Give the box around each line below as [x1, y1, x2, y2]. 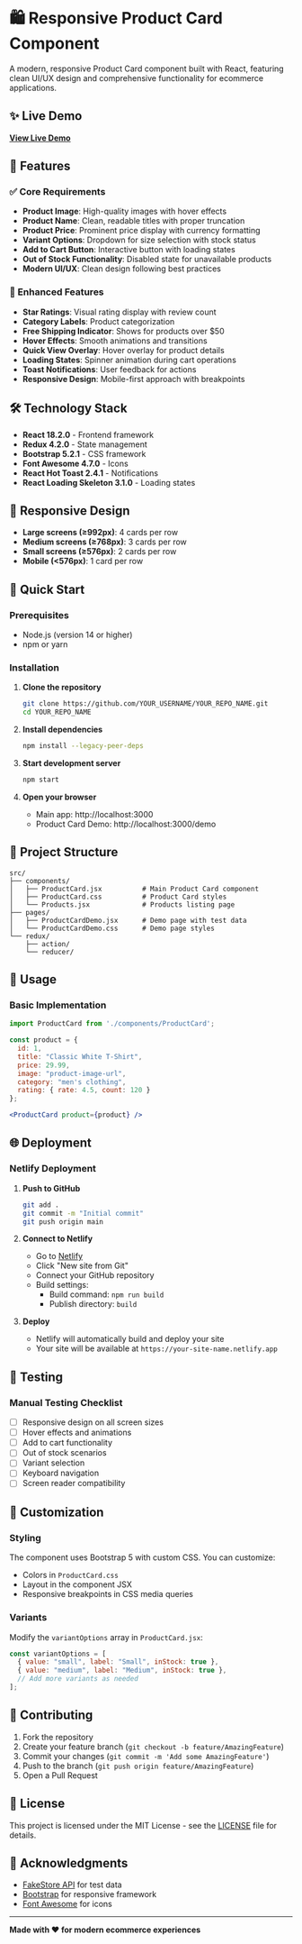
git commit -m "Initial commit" [22, 1209, 144, 1218]
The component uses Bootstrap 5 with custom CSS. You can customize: [9, 1552, 276, 1563]
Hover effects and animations [22, 1427, 132, 1438]
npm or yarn [22, 639, 68, 650]
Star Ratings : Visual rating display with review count [22, 306, 218, 317]
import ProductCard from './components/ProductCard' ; [9, 1019, 216, 1028]
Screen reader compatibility [22, 1478, 126, 1489]
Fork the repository [22, 1731, 94, 1742]
